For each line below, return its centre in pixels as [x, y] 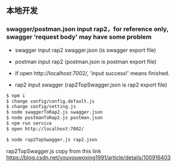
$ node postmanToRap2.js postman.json [54, 118]
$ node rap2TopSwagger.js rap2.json [52, 140]
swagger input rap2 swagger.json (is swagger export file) [86, 50]
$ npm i [16, 95]
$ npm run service [29, 123]
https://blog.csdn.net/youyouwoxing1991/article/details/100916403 [89, 157]
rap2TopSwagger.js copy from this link [54, 151]
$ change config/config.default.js [51, 101]
